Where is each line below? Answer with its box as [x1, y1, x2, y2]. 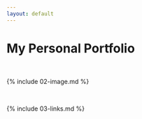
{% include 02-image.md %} [6, 77, 90, 85]
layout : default [6, 10, 54, 17]
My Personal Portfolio [6, 40, 136, 56]
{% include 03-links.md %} [6, 104, 85, 113]
